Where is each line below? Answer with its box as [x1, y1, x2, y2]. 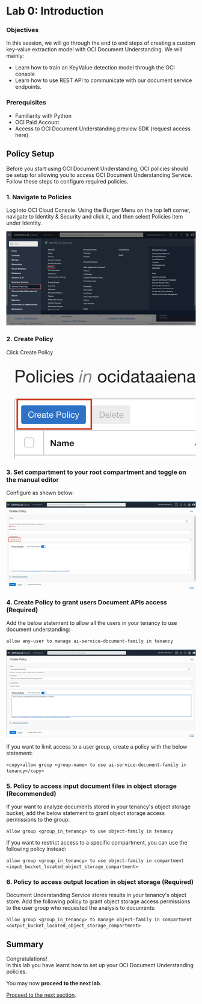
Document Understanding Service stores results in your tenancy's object [6, 892, 186, 899]
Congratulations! [6, 955, 47, 962]
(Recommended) [6, 789, 57, 798]
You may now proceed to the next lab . [6, 980, 102, 987]
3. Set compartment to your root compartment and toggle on [6, 468, 186, 476]
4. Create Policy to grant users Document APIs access [6, 598, 167, 606]
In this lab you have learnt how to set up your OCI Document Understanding [6, 962, 194, 969]
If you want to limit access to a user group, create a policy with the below [6, 743, 188, 750]
